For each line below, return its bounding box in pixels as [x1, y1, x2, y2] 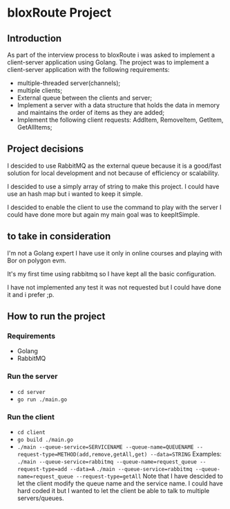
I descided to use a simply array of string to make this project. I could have [7, 182, 220, 190]
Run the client [7, 412, 55, 422]
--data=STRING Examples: [150, 449, 222, 458]
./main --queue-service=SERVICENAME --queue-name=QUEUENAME [17, 443, 194, 451]
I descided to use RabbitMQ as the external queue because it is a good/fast [7, 161, 222, 170]
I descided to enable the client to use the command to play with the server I [7, 203, 222, 211]
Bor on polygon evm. [7, 256, 67, 265]
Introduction [7, 33, 62, 44]
